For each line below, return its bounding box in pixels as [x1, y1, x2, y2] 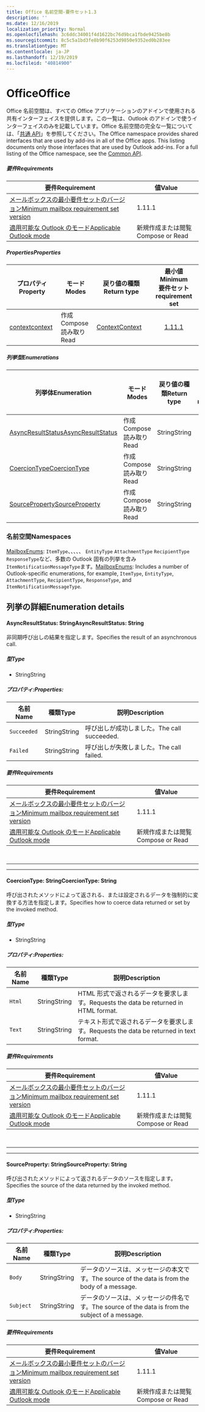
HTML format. [77, 1006, 118, 1015]
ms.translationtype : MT [6, 43, 67, 49]
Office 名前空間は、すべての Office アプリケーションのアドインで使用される [6, 107, 196, 115]
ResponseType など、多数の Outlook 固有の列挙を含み [6, 555, 137, 562]
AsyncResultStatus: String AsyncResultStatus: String [6, 619, 145, 627]
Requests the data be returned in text [89, 1027, 196, 1035]
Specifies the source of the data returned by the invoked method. [6, 1182, 171, 1189]
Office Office [6, 86, 71, 100]
